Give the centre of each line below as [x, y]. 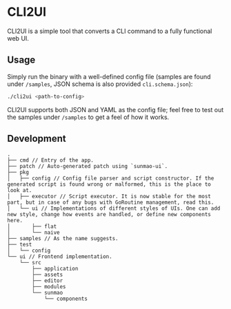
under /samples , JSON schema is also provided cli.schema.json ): [100, 84]
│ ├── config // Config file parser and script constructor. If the [111, 179]
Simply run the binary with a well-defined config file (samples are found [109, 76]
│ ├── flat [32, 227]
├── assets [48, 275]
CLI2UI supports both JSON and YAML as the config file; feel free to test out [115, 109]
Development [37, 139]
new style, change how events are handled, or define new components [109, 215]
